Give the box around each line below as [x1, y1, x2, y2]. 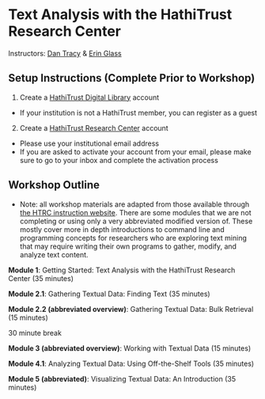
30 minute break [8, 328, 62, 337]
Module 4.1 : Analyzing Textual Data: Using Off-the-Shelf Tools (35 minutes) [8, 359, 255, 368]
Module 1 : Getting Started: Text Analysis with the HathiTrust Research [8, 265, 236, 275]
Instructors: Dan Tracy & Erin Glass [8, 48, 122, 58]
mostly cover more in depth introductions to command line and [19, 224, 225, 234]
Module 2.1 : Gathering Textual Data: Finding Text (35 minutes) [8, 289, 211, 298]
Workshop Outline [8, 178, 100, 192]
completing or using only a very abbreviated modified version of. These [19, 216, 253, 226]
